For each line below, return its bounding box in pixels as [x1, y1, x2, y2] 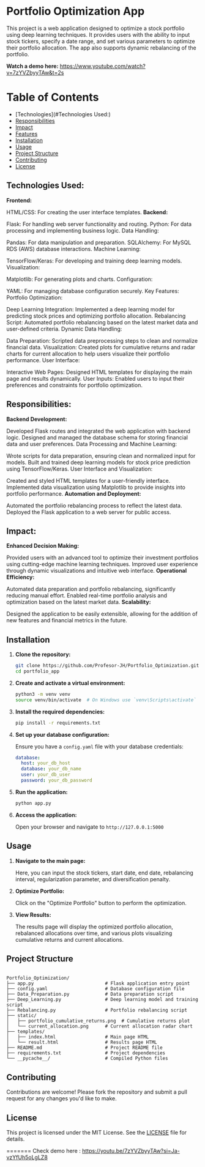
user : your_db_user [21, 772, 71, 778]
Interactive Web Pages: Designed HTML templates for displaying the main [6, 368, 193, 376]
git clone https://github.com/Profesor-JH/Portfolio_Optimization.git [15, 663, 199, 669]
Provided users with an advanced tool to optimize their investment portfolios [6, 554, 199, 561]
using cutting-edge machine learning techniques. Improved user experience [6, 561, 198, 568]
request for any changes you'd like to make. [6, 1095, 117, 1102]
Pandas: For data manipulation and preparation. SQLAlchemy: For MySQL [6, 239, 192, 246]
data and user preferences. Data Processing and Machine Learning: [6, 440, 177, 447]
